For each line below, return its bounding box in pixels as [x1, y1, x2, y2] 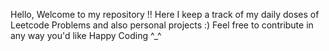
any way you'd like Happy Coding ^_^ [10, 30, 162, 41]
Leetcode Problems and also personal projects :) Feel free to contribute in [10, 19, 314, 31]
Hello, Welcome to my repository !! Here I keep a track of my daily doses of [10, 9, 320, 20]
